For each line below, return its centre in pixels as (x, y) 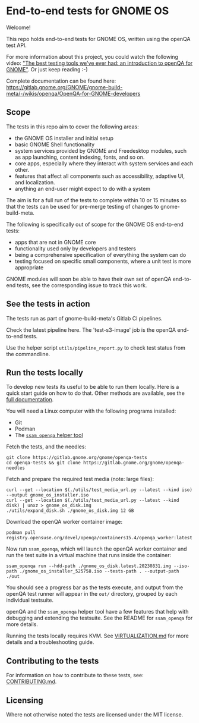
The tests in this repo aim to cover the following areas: (72, 127)
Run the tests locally (45, 372)
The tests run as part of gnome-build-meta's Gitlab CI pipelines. (84, 318)
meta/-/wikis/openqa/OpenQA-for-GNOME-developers (73, 93)
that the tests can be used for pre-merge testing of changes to (83, 206)
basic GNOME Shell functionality (55, 144)
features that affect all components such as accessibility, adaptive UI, (100, 176)
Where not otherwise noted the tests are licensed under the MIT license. (95, 714)
